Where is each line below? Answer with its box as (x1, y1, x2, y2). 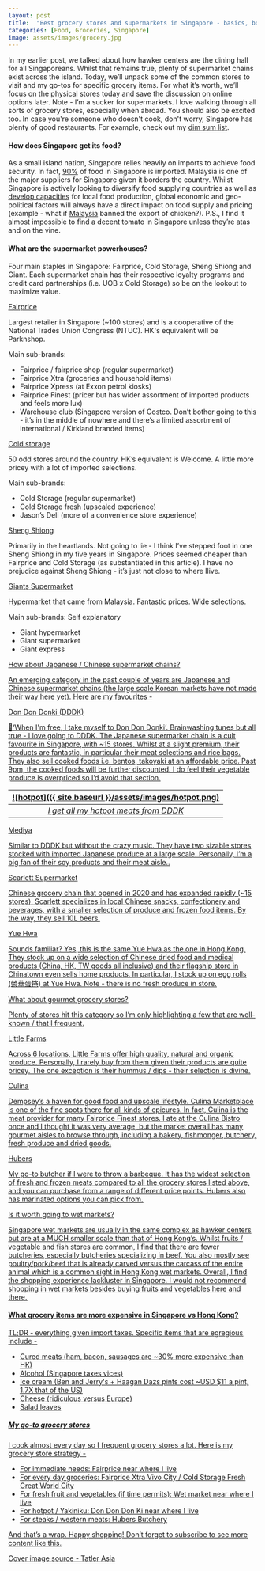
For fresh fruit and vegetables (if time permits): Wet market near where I (19, 1489, 254, 1498)
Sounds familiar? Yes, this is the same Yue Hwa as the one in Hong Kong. (8, 943, 246, 954)
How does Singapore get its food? (8, 140, 121, 150)
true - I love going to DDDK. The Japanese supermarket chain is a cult (8, 730, 237, 740)
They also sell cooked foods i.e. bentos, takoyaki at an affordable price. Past (8, 756, 256, 765)
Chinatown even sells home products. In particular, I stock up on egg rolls (8, 969, 247, 978)
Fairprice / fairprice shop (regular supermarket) (19, 365, 174, 374)
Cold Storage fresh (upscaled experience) (19, 502, 156, 511)
